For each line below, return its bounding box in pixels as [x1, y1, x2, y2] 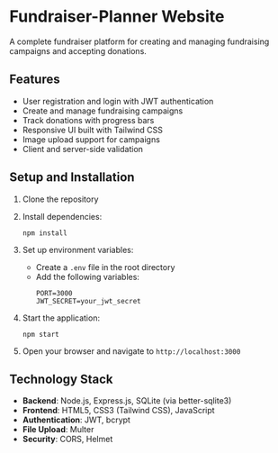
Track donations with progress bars [22, 114, 155, 125]
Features [9, 72, 60, 87]
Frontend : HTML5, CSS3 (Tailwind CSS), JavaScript [22, 405, 215, 416]
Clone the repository [22, 194, 99, 204]
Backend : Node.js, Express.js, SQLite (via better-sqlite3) [22, 395, 232, 406]
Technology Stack [9, 371, 113, 386]
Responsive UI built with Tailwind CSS [22, 124, 164, 135]
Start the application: [22, 313, 101, 323]
